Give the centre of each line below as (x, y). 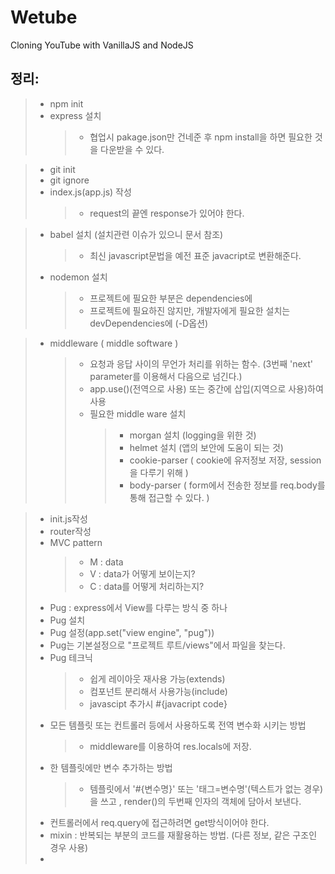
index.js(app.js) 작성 (90, 192)
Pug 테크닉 (71, 657)
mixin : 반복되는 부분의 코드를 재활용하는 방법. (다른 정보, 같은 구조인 (183, 835)
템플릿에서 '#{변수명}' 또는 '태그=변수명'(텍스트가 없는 (195, 788)
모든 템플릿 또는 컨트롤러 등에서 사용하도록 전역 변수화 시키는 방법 (178, 725)
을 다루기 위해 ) (159, 472)
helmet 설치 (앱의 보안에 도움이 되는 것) (206, 447)
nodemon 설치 (78, 277)
